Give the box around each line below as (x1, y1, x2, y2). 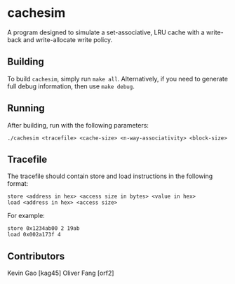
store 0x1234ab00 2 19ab (7, 225, 80, 232)
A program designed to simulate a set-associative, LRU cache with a (7, 28, 205, 36)
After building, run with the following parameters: (7, 121, 149, 129)
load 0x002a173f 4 (7, 231, 61, 238)
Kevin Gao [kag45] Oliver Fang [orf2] (7, 269, 114, 278)
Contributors (7, 250, 65, 262)
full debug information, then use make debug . (7, 82, 135, 90)
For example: (7, 212, 46, 220)
